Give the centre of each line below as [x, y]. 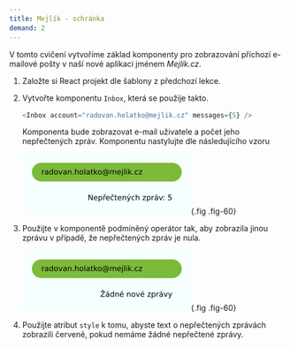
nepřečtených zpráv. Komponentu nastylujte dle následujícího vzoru [145, 141]
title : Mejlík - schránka [57, 19]
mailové [23, 64]
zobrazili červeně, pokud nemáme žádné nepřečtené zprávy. [133, 335]
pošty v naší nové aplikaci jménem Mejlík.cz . [120, 64]
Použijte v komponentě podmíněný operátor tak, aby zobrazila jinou [145, 229]
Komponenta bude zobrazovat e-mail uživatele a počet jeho [131, 132]
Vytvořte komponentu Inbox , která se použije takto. [115, 98]
